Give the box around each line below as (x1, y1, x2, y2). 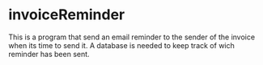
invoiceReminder (8, 6, 125, 24)
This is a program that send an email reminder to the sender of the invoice (8, 32, 256, 42)
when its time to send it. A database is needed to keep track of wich (8, 40, 235, 50)
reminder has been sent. (8, 49, 91, 59)
